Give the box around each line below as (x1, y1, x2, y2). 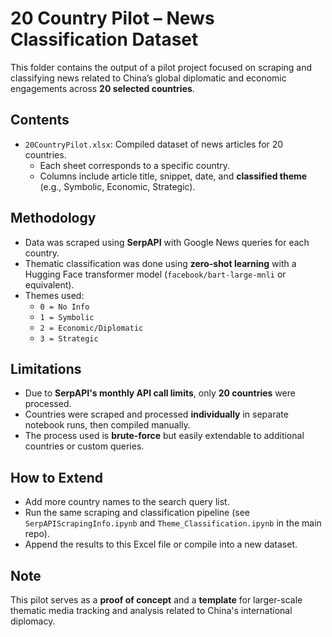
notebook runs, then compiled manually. (24, 419, 191, 431)
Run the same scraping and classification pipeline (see (24, 507, 251, 519)
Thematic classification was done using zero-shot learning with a (24, 257, 297, 269)
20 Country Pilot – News (10, 7, 215, 30)
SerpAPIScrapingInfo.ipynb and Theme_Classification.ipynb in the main (24, 517, 322, 529)
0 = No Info (39, 302, 90, 312)
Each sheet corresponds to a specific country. (39, 159, 231, 171)
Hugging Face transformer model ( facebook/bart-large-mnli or (24, 268, 287, 280)
